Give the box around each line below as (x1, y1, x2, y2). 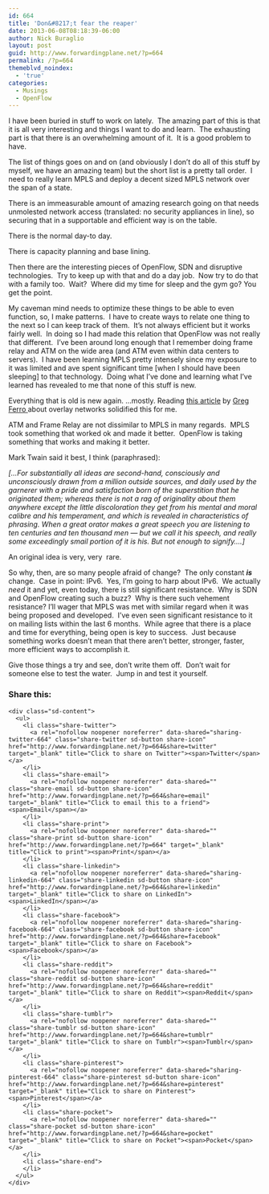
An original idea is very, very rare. (8, 552, 122, 562)
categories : (8, 79, 48, 87)
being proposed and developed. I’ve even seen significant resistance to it (8, 610, 253, 620)
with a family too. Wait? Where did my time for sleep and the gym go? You (8, 279, 257, 289)
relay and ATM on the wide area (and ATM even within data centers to (8, 347, 239, 356)
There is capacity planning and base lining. (8, 247, 151, 256)
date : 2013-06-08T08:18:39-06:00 (8, 27, 120, 35)
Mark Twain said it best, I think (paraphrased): (8, 453, 161, 462)
